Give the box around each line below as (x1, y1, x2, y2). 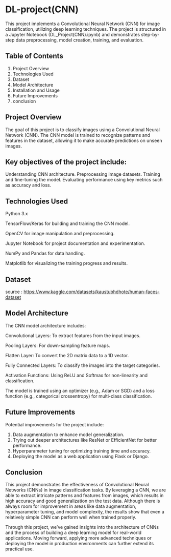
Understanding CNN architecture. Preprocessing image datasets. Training (5, 171, 161, 177)
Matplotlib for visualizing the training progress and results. (5, 260, 128, 266)
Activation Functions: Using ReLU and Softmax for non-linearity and (5, 372, 148, 378)
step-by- (141, 31, 160, 37)
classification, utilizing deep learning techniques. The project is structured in (5, 26, 166, 32)
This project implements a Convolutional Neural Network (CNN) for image (5, 20, 160, 27)
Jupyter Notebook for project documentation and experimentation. (5, 240, 145, 246)
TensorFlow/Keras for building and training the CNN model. (5, 220, 130, 226)
